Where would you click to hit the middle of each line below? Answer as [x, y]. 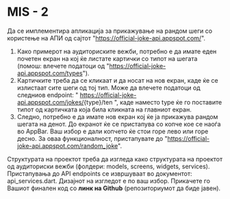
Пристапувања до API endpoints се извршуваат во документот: [100, 173]
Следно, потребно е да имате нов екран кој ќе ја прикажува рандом [117, 116]
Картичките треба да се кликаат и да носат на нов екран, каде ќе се [117, 80]
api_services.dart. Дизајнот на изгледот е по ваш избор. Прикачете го [109, 181]
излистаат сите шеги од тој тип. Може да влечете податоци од [108, 88]
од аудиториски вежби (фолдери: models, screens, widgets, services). [108, 166]
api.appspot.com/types [50, 73]
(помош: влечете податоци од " [63, 66]
